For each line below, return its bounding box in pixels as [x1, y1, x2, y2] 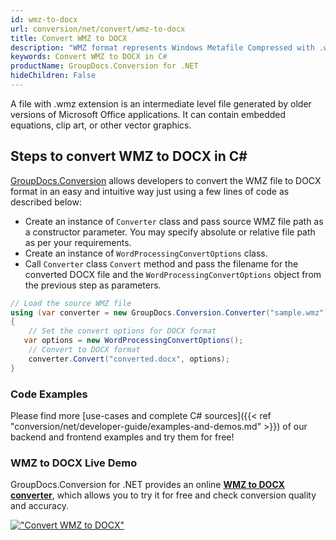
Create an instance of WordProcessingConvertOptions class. [24, 247, 268, 259]
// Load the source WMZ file [10, 298, 132, 308]
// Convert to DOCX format [28, 345, 141, 355]
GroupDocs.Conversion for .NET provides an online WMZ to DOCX [10, 479, 285, 491]
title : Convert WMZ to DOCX [10, 33, 128, 43]
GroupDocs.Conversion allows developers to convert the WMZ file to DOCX [10, 174, 322, 186]
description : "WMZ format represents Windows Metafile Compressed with [10, 42, 315, 53]
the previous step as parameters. [24, 279, 162, 291]
